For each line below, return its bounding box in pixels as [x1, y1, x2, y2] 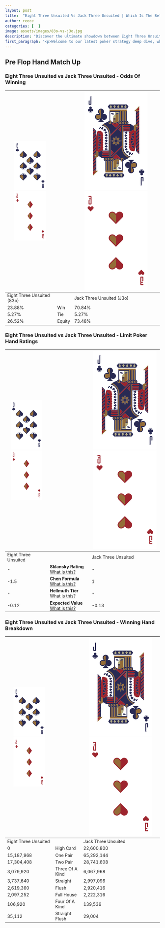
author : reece [5, 18, 34, 23]
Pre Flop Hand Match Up [5, 58, 81, 67]
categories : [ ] [5, 24, 41, 29]
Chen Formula [50, 576, 80, 582]
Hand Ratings [5, 338, 38, 345]
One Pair [55, 852, 73, 858]
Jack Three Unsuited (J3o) [74, 295, 129, 301]
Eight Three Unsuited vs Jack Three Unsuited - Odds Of [5, 73, 140, 80]
